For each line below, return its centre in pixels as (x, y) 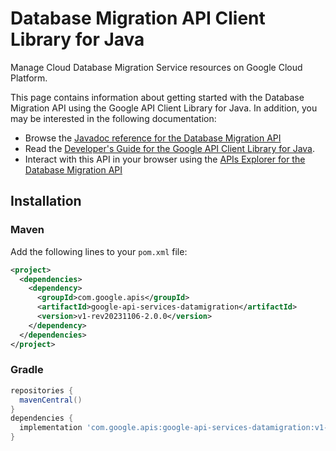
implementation (51, 428)
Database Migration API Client (138, 18)
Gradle (27, 370)
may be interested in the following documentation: (113, 118)
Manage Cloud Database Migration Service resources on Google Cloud (156, 67)
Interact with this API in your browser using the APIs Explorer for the (165, 159)
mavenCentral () (51, 400)
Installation (46, 201)
